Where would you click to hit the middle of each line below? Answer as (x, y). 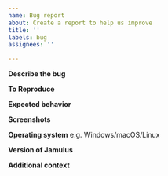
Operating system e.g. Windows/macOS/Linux (84, 135)
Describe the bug (37, 74)
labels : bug (27, 37)
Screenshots (29, 119)
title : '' (24, 30)
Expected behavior (40, 104)
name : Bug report (37, 15)
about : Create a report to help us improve (80, 23)
